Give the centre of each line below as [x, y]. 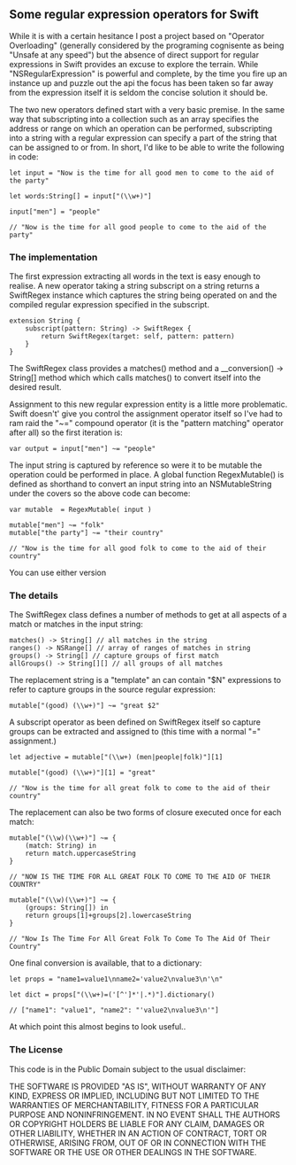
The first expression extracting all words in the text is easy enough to [135, 276]
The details [34, 595]
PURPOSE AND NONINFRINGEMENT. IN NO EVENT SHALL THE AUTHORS [145, 1115]
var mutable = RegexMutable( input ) [80, 510]
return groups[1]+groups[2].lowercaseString [108, 916]
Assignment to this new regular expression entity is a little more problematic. [148, 404]
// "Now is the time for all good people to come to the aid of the [138, 227]
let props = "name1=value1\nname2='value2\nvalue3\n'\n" [116, 979]
